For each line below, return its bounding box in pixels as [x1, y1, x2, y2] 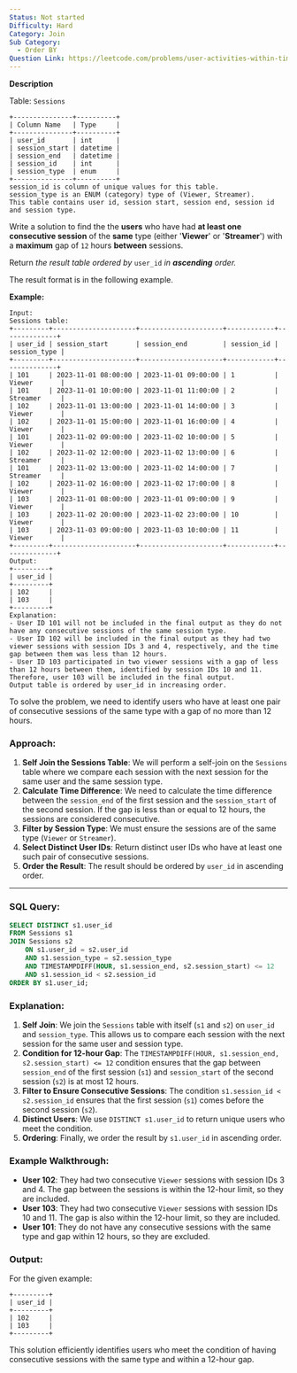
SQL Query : [9, 901, 60, 913]
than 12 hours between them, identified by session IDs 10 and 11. [9, 665, 263, 674]
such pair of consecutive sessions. [21, 851, 149, 862]
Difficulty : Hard [9, 21, 73, 30]
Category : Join [9, 29, 65, 38]
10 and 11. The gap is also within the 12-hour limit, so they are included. [21, 1213, 281, 1223]
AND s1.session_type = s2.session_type [25, 954, 172, 963]
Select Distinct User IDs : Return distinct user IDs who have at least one [21, 842, 283, 853]
